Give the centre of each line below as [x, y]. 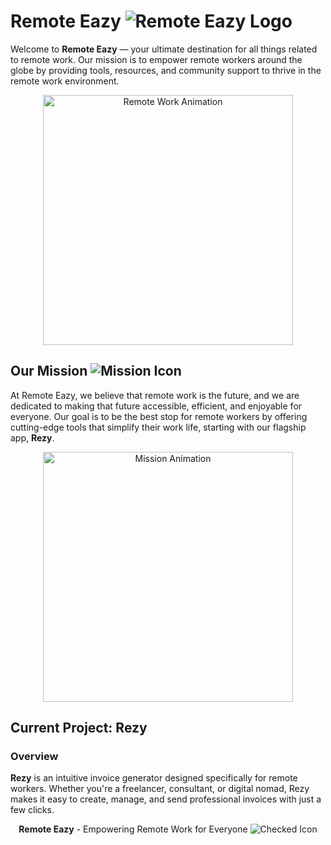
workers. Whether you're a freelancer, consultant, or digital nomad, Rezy [160, 789]
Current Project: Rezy [79, 728]
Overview [34, 757]
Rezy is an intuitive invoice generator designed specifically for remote [154, 778]
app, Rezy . [32, 437]
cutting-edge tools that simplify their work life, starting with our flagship [158, 427]
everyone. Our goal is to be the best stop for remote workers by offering [159, 416]
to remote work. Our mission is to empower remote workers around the [156, 59]
